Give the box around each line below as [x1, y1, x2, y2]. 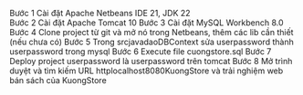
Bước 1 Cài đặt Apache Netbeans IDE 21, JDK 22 [9, 8, 191, 18]
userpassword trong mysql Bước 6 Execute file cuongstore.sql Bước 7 [9, 46, 272, 57]
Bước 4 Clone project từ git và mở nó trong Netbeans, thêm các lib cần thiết [9, 27, 294, 37]
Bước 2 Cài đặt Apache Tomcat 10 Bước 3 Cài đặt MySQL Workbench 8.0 [9, 17, 285, 28]
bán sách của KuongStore [9, 75, 107, 85]
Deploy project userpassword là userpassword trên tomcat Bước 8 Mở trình [9, 56, 293, 66]
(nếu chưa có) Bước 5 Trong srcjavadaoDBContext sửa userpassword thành [9, 36, 294, 47]
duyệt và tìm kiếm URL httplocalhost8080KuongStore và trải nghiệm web [9, 65, 284, 76]
